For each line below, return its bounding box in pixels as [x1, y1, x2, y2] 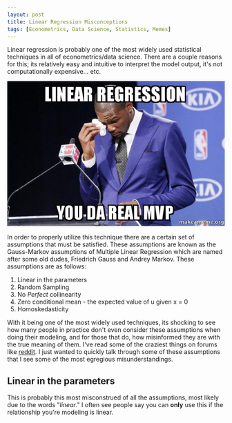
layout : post [7, 11, 45, 18]
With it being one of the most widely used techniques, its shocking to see [7, 318, 216, 327]
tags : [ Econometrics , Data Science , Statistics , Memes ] [7, 26, 171, 32]
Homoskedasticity [17, 305, 69, 313]
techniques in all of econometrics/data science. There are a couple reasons [7, 52, 222, 61]
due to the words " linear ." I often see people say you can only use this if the [7, 401, 224, 409]
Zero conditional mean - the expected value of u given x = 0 [17, 297, 188, 306]
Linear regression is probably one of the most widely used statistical [7, 46, 202, 54]
